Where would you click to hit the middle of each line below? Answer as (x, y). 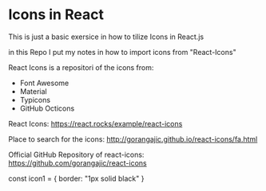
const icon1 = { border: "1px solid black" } (76, 178)
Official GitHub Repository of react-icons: (76, 154)
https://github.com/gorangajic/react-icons (77, 163)
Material (33, 91)
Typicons (35, 99)
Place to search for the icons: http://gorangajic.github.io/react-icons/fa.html (133, 139)
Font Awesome (44, 83)
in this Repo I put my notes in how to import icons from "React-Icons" (123, 52)
